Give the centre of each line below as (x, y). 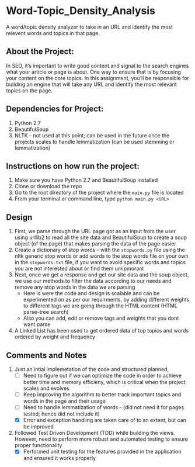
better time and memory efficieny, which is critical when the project (104, 382)
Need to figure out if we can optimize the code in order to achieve (102, 376)
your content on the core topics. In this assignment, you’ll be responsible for (98, 78)
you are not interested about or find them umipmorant (79, 269)
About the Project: (40, 52)
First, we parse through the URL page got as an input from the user (95, 231)
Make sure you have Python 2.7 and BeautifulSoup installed (86, 180)
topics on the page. (29, 90)
